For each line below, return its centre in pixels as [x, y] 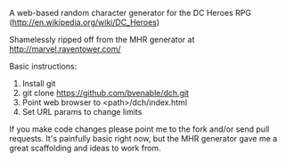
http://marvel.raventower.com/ [65, 49]
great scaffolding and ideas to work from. [86, 148]
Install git [39, 83]
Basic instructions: [43, 66]
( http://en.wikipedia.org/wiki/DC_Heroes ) [85, 22]
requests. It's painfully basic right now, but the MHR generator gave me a [143, 138]
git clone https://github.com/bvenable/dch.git [106, 93]
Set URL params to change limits [82, 112]
